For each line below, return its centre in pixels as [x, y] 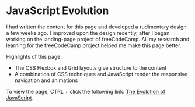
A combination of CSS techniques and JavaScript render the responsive [101, 74]
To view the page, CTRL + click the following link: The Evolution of [86, 91]
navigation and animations [46, 80]
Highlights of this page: [34, 56]
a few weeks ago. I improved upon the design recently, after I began [88, 33]
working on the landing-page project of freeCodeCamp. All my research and [98, 39]
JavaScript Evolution [58, 11]
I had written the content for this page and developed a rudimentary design [96, 27]
